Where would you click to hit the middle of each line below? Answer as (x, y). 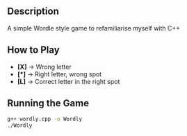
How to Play (34, 50)
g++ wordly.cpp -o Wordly (44, 119)
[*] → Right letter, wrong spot (59, 74)
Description (33, 11)
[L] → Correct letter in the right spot (68, 81)
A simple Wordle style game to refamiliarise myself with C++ (94, 28)
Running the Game (48, 103)
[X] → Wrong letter (44, 67)
